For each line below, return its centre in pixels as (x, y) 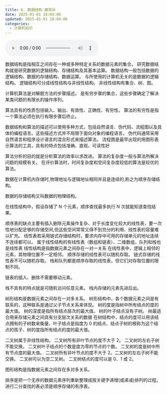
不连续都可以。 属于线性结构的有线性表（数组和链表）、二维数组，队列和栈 (81, 242)
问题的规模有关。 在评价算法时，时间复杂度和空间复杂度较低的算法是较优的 (82, 163)
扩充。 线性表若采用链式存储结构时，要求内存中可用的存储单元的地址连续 (84, 236)
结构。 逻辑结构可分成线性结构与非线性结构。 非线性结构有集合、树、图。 (80, 83)
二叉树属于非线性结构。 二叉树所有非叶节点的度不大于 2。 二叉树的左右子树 (83, 340)
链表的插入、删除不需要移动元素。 (40, 278)
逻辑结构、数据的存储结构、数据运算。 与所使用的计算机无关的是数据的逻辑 (82, 77)
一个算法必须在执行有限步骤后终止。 (42, 116)
